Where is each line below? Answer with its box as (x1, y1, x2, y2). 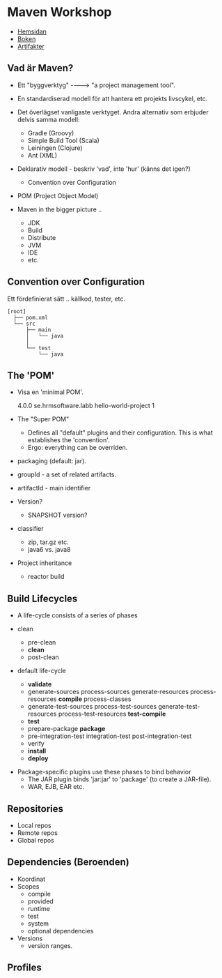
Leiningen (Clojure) (27, 144, 83, 152)
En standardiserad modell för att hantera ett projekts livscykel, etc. (17, 94, 208, 103)
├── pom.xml (13, 314, 49, 321)
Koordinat (17, 875, 46, 883)
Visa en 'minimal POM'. (17, 388, 84, 396)
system (27, 919, 49, 928)
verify (27, 739, 45, 748)
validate (27, 680, 52, 689)
